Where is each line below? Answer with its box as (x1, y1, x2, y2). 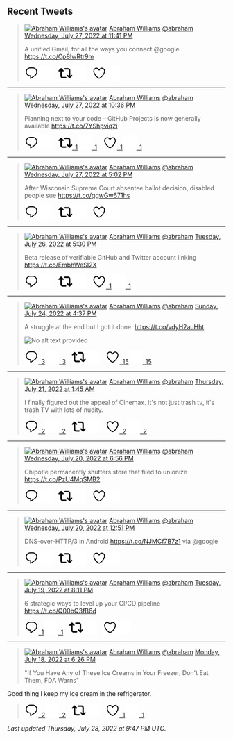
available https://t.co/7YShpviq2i (24, 122, 118, 130)
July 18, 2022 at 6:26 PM (24, 655, 96, 663)
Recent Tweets (7, 6, 74, 17)
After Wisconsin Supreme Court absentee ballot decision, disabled (24, 183, 215, 192)
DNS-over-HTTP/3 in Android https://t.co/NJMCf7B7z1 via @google (24, 537, 218, 545)
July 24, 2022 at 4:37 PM (24, 309, 97, 317)
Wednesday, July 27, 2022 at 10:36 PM (24, 101, 136, 109)
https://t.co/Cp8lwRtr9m (24, 52, 94, 60)
